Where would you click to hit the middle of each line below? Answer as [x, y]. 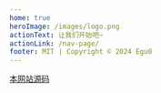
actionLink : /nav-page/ [55, 43]
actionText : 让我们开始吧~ [56, 35]
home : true [30, 18]
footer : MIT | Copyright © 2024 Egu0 [81, 52]
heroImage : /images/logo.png [65, 26]
